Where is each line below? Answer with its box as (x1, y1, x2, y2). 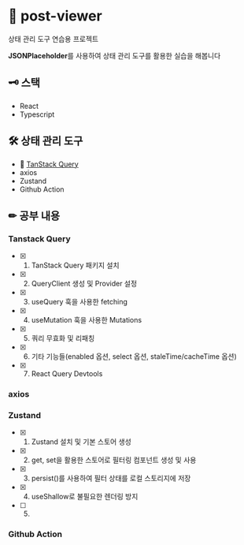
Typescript (19, 110, 55, 119)
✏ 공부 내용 (8, 209, 61, 222)
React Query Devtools (31, 369, 103, 379)
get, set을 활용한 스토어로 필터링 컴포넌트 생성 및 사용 (31, 455, 197, 465)
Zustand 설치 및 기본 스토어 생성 (31, 437, 131, 446)
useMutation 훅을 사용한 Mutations (31, 315, 142, 325)
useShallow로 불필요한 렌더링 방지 (31, 492, 139, 502)
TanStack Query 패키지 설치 (31, 260, 120, 271)
